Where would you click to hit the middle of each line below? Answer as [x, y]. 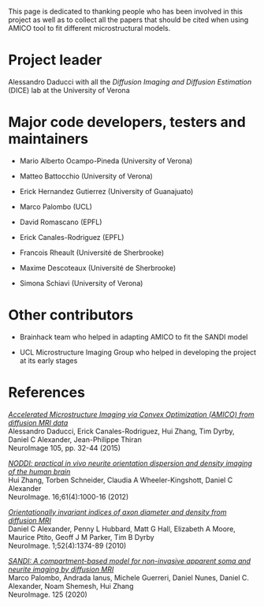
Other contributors [71, 315]
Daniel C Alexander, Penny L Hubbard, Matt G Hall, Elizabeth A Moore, [122, 529]
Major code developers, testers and [127, 122]
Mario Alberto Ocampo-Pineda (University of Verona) [106, 160]
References [46, 392]
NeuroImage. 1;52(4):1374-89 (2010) [67, 545]
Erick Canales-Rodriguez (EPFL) [72, 237]
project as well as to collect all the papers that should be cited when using [128, 20]
